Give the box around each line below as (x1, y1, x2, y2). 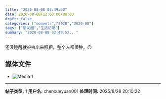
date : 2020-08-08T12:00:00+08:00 (5, 12, 74, 17)
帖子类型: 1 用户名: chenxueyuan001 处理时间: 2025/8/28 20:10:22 (5, 88, 140, 94)
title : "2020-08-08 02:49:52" (5, 7, 68, 12)
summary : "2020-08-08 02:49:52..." (5, 30, 79, 35)
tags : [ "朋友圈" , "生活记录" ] (5, 26, 60, 31)
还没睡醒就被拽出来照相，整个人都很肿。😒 (5, 44, 92, 50)
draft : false (5, 16, 32, 21)
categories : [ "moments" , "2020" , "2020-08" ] (5, 21, 94, 26)
